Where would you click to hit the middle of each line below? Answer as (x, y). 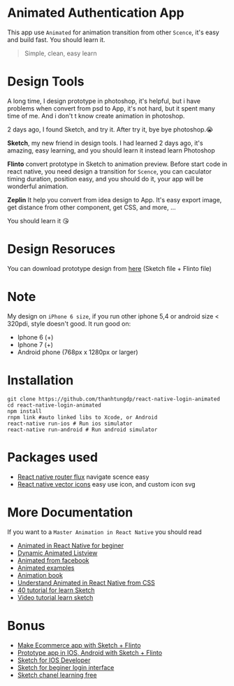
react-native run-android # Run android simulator (82, 429)
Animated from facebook (53, 560)
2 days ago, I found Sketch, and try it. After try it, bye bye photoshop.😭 (110, 129)
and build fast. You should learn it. (57, 39)
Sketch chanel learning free (57, 675)
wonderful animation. (38, 186)
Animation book (40, 575)
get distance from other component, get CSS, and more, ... (92, 207)
